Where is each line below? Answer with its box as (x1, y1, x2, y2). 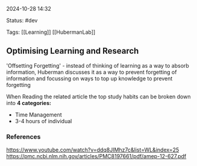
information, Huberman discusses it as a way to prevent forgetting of (6, 68, 177, 75)
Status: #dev (6, 17, 38, 24)
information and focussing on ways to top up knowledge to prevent (6, 75, 173, 82)
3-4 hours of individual (14, 117, 72, 124)
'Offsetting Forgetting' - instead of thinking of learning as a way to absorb (6, 62, 190, 69)
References (6, 132, 41, 141)
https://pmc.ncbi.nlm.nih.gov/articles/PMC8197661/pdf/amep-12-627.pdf (6, 153, 187, 160)
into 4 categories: (6, 99, 51, 106)
